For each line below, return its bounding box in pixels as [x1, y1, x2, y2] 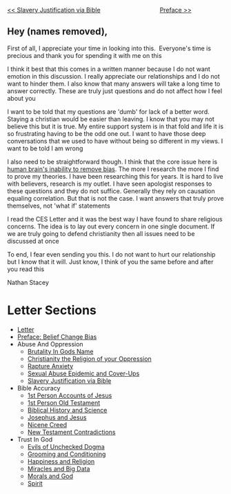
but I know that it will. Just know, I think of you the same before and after [7, 257, 214, 266]
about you [7, 94, 36, 102]
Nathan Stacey [7, 278, 50, 286]
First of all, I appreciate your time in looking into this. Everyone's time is [7, 44, 212, 52]
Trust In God [17, 435, 53, 444]
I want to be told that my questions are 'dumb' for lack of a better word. [7, 107, 210, 116]
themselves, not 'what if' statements [7, 201, 110, 210]
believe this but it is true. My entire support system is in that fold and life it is [7, 122, 224, 130]
